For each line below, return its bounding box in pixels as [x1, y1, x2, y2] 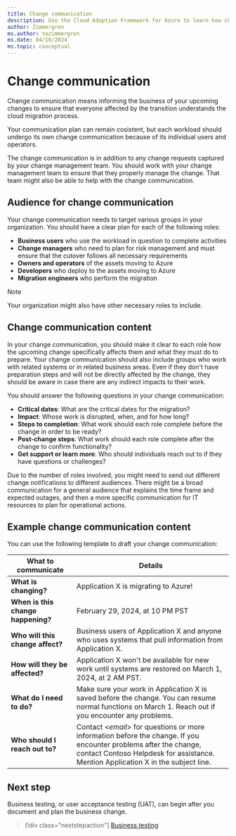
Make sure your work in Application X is [76, 684, 207, 694]
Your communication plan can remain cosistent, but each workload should [7, 125, 223, 134]
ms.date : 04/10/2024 [7, 37, 68, 44]
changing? [11, 585, 48, 595]
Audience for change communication [7, 196, 174, 208]
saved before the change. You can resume [76, 693, 216, 703]
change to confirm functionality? [17, 442, 112, 450]
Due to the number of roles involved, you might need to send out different [7, 471, 221, 479]
